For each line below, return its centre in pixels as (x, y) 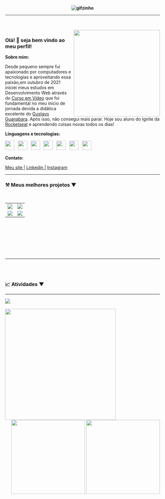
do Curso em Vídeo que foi (32, 98)
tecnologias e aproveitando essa (38, 77)
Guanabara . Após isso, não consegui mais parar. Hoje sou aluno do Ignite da (82, 119)
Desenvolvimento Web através (36, 93)
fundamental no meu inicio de (35, 103)
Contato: (14, 158)
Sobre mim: (17, 57)
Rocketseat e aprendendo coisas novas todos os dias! (60, 124)
